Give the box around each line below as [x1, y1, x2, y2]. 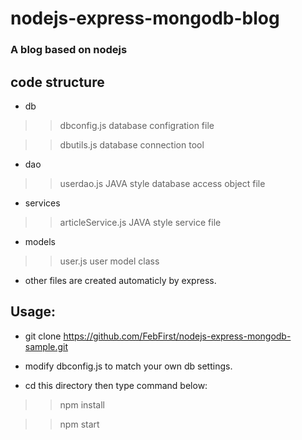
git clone [24, 330, 62, 342]
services [24, 197, 61, 209]
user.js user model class [59, 255, 160, 267]
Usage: [10, 303, 57, 321]
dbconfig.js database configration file [59, 119, 215, 131]
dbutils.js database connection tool [59, 138, 205, 151]
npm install [59, 398, 105, 411]
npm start [59, 418, 100, 430]
